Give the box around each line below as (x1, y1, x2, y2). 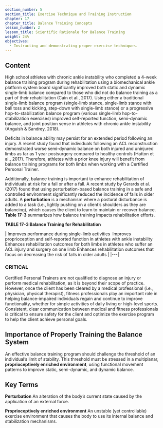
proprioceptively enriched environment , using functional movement (5, 361, 144, 367)
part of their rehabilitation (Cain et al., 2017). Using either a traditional (5, 95, 144, 101)
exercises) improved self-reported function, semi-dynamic (30, 115, 147, 122)
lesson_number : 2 (5, 25, 40, 30)
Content (5, 61, 31, 70)
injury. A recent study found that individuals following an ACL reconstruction (5, 141, 158, 147)
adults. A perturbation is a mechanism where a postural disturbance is (5, 197, 147, 203)
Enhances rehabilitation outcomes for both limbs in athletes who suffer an (5, 242, 153, 247)
